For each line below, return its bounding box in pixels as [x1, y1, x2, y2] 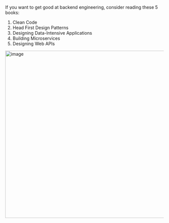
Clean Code [12, 20, 38, 25]
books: [5, 10, 20, 16]
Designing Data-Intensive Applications [12, 30, 92, 36]
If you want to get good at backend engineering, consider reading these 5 [5, 5, 158, 10]
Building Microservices [12, 35, 60, 41]
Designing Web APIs [12, 41, 55, 47]
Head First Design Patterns [12, 25, 69, 31]
